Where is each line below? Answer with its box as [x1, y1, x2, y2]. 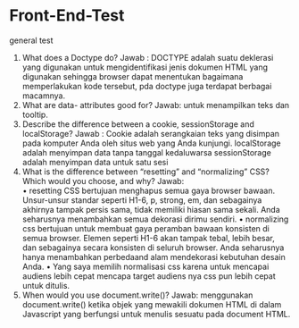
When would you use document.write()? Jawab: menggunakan [21, 290, 253, 300]
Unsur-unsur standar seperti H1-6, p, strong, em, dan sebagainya [21, 194, 262, 206]
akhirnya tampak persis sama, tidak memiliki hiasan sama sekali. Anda [21, 204, 281, 214]
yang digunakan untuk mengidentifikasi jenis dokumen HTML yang [21, 62, 269, 72]
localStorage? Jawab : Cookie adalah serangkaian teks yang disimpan [21, 128, 279, 139]
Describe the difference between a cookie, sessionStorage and [21, 118, 254, 130]
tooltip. [21, 109, 49, 120]
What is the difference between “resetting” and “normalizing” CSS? [21, 166, 270, 177]
